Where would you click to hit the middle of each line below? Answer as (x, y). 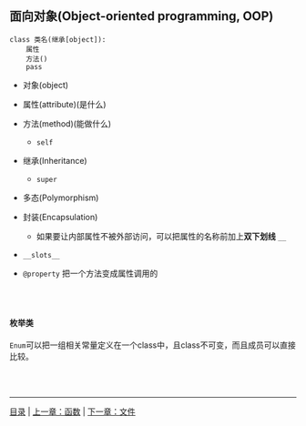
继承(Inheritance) (55, 160)
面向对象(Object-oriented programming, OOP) (142, 16)
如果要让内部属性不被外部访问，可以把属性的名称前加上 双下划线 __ (161, 236)
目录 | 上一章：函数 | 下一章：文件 (73, 411)
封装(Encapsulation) (60, 217)
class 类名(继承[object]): (58, 39)
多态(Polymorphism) (61, 198)
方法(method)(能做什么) (67, 123)
